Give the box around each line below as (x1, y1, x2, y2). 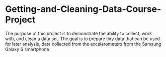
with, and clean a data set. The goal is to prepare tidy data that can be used (5, 36, 160, 42)
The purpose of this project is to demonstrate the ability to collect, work (5, 30, 152, 36)
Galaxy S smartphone (5, 46, 50, 52)
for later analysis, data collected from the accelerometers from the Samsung (5, 41, 162, 47)
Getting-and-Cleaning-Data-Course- (5, 3, 162, 15)
